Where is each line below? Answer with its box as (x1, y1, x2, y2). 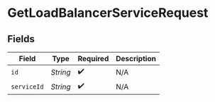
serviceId (11, 82, 44, 91)
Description (116, 54, 156, 63)
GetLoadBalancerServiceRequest (7, 5, 209, 21)
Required (77, 54, 109, 63)
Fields (7, 33, 35, 45)
